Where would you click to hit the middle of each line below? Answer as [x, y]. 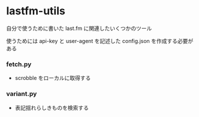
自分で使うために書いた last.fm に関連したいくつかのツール [79, 28]
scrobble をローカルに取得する [53, 78]
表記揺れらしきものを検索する [52, 107]
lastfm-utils [36, 11]
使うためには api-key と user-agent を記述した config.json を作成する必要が [100, 41]
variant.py [22, 94]
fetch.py [19, 64]
